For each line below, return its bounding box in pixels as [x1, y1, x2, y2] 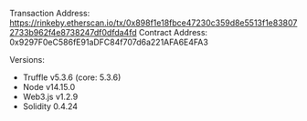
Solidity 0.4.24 [22, 101, 79, 112]
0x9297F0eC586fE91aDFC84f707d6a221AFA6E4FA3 [9, 36, 208, 47]
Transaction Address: [9, 8, 90, 18]
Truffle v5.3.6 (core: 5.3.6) [22, 72, 122, 83]
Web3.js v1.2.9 [22, 91, 79, 102]
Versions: [9, 55, 46, 65]
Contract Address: [138, 27, 208, 37]
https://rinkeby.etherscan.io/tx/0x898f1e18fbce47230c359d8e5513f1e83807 [9, 17, 298, 28]
